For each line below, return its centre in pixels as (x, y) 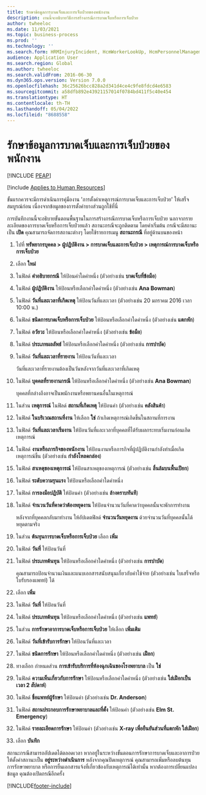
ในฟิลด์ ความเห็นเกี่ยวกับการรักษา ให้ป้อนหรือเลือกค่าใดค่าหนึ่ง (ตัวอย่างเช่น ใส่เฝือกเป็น (103, 679)
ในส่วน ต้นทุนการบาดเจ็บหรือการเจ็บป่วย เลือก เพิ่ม (67, 536)
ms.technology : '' (30, 47)
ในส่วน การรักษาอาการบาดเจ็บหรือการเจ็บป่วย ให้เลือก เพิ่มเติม (78, 630)
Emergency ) (32, 717)
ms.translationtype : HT (37, 97)
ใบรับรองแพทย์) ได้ (35, 580)
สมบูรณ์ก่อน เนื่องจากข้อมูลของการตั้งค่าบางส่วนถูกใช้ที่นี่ (63, 207)
